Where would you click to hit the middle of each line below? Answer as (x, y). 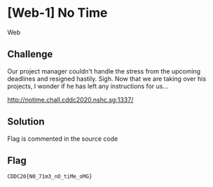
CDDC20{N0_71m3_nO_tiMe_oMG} (50, 176)
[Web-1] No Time (57, 13)
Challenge (30, 54)
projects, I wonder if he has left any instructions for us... (88, 86)
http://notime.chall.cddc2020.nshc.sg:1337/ (70, 99)
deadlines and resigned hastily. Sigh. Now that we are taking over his (107, 78)
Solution (26, 122)
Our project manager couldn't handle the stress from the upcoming (104, 71)
